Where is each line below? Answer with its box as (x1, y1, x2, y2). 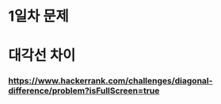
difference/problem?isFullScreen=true (8, 85, 160, 96)
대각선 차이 (8, 47, 76, 64)
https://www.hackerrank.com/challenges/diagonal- (8, 75, 213, 87)
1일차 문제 (8, 7, 69, 25)
